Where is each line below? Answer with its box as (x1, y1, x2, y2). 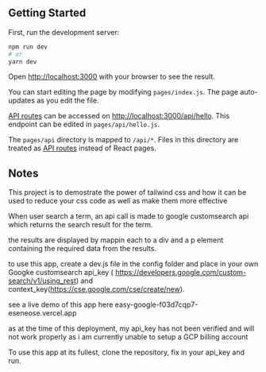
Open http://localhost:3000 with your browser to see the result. (8, 72, 216, 82)
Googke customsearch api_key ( (8, 268, 114, 277)
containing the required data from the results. (8, 244, 157, 254)
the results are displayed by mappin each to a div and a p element (8, 235, 224, 245)
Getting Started (8, 6, 87, 20)
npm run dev (8, 43, 48, 51)
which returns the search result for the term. (8, 220, 153, 230)
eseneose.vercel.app (8, 308, 77, 318)
